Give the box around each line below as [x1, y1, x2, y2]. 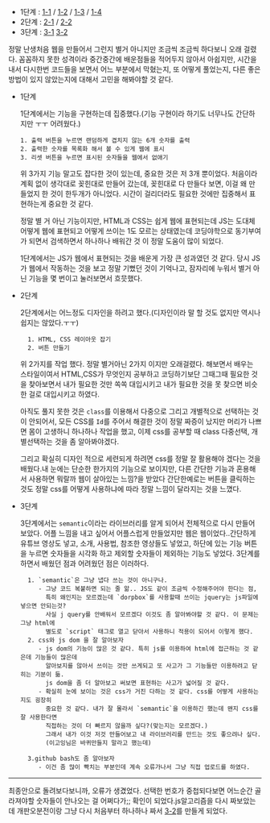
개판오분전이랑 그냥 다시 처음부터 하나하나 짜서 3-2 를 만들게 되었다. [16, 806, 228, 816]
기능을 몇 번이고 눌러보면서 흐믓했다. [28, 273, 143, 283]
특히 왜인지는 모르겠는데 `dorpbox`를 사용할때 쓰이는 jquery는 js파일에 [45, 593, 259, 601]
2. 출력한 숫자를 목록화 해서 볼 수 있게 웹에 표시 [19, 145, 165, 153]
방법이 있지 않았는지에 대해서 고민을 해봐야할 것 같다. [8, 75, 174, 84]
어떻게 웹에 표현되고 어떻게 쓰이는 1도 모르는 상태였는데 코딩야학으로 [19, 227, 234, 235]
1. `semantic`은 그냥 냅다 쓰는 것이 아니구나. [27, 576, 168, 584]
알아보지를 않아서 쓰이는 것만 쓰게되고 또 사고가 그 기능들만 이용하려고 [45, 662, 249, 670]
